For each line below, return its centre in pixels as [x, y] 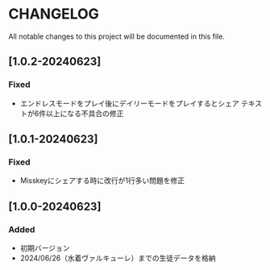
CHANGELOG [54, 14]
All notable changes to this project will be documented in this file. [117, 36]
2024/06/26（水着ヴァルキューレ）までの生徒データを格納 [118, 258]
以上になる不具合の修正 [85, 113]
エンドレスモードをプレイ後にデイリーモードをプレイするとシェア [129, 103]
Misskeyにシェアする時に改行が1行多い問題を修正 [102, 181]
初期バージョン [45, 248]
